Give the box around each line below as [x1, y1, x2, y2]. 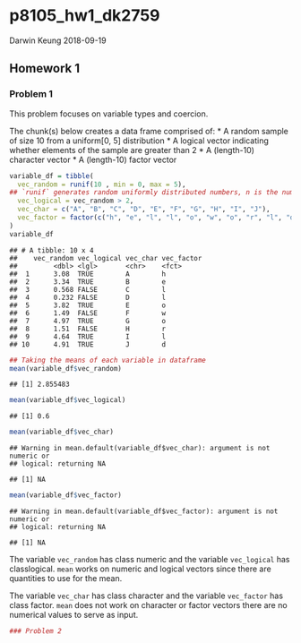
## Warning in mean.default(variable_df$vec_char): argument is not [9, 444, 271, 453]
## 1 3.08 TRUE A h [9, 270, 167, 279]
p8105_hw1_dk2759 [9, 5, 160, 26]
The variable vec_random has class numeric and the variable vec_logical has [9, 554, 290, 564]
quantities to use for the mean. [9, 573, 123, 583]
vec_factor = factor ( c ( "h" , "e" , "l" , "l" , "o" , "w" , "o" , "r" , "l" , [17, 213, 283, 222]
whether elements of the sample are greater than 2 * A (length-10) [9, 144, 255, 155]
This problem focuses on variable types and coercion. [9, 108, 209, 119]
